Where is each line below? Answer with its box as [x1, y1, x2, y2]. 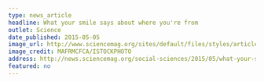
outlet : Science [8, 26, 61, 34]
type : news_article [8, 11, 72, 20]
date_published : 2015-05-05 [8, 33, 101, 41]
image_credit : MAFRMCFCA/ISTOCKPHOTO [8, 48, 132, 55]
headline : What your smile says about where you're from [8, 19, 199, 27]
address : [8, 55, 37, 63]
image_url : [8, 41, 44, 48]
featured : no [8, 62, 51, 70]
